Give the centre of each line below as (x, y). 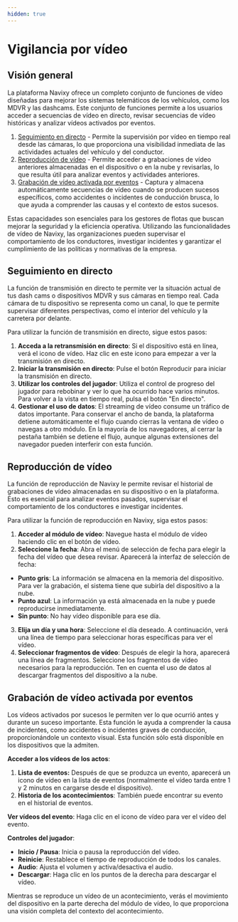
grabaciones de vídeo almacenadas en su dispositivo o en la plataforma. (113, 491)
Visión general (40, 75)
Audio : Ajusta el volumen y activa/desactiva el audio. (96, 867)
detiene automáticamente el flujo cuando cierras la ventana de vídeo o (121, 421)
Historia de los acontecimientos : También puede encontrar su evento (120, 795)
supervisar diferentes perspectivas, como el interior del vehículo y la (108, 311)
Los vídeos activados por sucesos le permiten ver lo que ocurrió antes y (113, 715)
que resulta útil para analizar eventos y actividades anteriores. (109, 174)
